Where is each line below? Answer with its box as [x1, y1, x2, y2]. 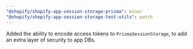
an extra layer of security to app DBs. [6, 36, 96, 43]
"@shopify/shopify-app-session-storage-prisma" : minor [6, 8, 143, 15]
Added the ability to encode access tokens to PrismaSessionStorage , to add [6, 30, 187, 37]
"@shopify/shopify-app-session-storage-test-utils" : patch [6, 14, 153, 20]
